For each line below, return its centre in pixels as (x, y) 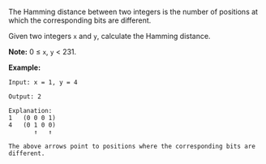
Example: (25, 67)
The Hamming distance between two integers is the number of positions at (133, 12)
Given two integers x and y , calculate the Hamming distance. (109, 36)
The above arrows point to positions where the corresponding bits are (132, 146)
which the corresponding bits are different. (80, 20)
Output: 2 (25, 97)
